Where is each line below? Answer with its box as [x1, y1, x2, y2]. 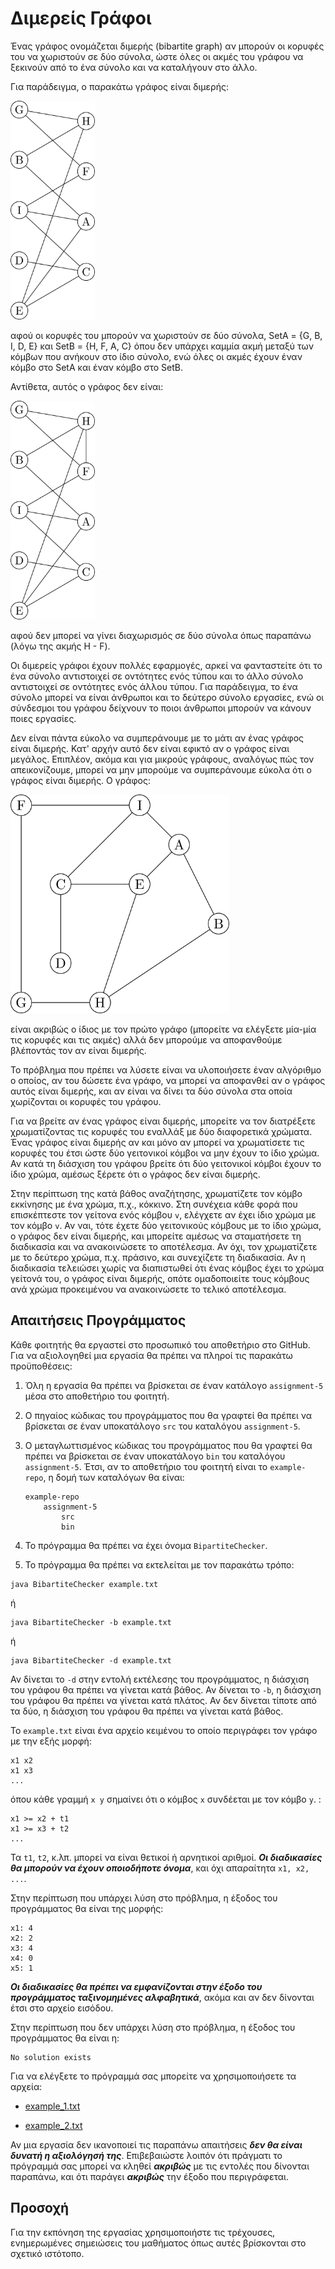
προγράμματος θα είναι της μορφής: [10, 1902, 164, 1914]
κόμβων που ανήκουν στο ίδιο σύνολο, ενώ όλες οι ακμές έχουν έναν [10, 350, 303, 362]
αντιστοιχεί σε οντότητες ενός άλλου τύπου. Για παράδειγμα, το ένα [10, 680, 298, 692]
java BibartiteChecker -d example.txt [10, 1655, 172, 1666]
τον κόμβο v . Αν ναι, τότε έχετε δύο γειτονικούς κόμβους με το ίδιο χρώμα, [10, 1219, 322, 1231]
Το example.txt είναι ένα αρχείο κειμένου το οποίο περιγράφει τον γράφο [10, 1724, 318, 1736]
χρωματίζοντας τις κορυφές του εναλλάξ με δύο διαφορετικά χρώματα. [10, 1125, 313, 1137]
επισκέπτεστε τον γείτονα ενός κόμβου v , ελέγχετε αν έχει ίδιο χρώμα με [10, 1208, 317, 1221]
